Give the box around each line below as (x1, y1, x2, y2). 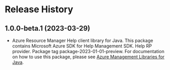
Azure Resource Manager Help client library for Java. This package (12, 37, 153, 43)
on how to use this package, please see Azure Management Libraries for (12, 54, 165, 60)
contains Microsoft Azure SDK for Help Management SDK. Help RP (12, 43, 152, 49)
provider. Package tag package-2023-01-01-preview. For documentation (12, 49, 165, 54)
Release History (5, 4, 73, 15)
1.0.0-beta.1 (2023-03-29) (5, 24, 91, 33)
